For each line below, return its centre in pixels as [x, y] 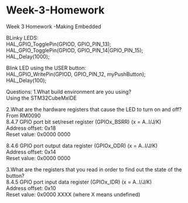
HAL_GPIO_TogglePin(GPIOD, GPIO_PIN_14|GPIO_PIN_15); [75, 50]
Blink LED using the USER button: [46, 67]
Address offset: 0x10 [31, 188]
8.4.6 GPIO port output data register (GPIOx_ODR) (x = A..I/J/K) [82, 146]
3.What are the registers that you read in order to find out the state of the [94, 169]
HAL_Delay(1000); [28, 56]
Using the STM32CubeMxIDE [42, 98]
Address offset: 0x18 [31, 128]
